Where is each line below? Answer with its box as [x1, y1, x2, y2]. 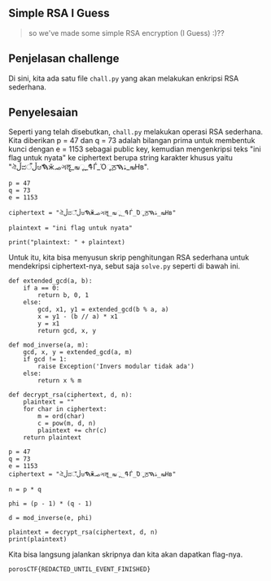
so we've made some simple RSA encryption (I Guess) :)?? [28, 28, 225, 37]
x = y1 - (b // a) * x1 [37, 312, 118, 321]
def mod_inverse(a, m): [8, 341, 90, 349]
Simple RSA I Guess [8, 7, 110, 20]
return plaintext [23, 434, 82, 442]
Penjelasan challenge [8, 52, 120, 66]
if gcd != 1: [23, 356, 68, 364]
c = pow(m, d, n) [37, 419, 96, 428]
